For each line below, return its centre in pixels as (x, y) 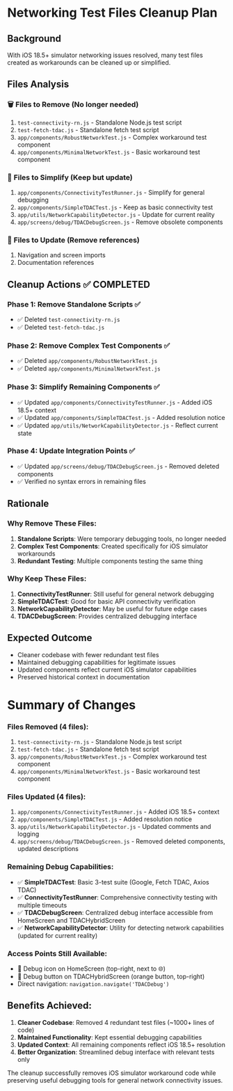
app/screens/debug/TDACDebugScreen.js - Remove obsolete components (120, 222)
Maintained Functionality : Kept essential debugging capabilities (110, 1037)
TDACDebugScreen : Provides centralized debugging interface (107, 616)
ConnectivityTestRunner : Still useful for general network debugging (115, 594)
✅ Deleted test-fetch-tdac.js (61, 327)
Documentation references (56, 263)
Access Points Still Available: (57, 953)
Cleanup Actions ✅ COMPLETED (79, 284)
